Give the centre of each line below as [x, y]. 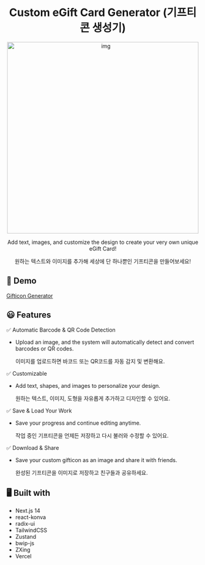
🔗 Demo [21, 281]
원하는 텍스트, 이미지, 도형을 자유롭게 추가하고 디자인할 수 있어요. [93, 398]
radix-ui [25, 524]
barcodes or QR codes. [44, 348]
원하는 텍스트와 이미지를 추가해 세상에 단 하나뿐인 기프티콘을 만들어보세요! [103, 261]
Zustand [26, 537]
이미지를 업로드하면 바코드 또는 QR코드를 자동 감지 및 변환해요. [90, 361]
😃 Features [29, 315]
